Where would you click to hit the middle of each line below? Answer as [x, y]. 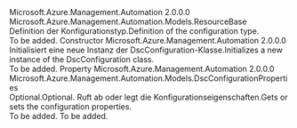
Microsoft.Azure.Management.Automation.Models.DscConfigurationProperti [148, 78]
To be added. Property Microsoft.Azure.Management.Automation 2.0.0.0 [142, 69]
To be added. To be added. [59, 116]
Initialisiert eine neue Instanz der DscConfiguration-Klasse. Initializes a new [146, 50]
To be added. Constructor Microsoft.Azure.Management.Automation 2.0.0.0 [148, 40]
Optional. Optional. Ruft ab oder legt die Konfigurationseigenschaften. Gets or [148, 97]
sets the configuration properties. [70, 107]
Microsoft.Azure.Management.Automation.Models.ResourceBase [128, 21]
